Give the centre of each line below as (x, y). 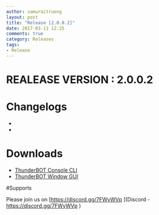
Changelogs (37, 107)
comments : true (25, 34)
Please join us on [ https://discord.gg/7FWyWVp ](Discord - (78, 199)
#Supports (19, 188)
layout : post (22, 17)
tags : (13, 45)
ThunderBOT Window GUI (46, 176)
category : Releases (30, 39)
